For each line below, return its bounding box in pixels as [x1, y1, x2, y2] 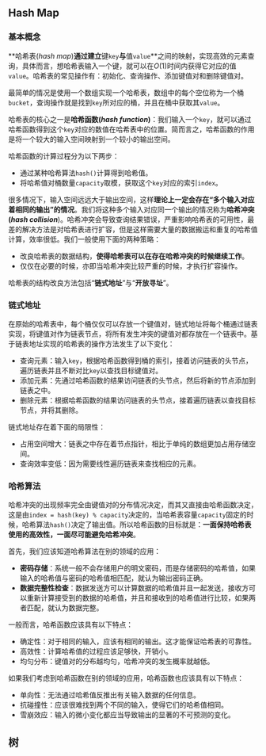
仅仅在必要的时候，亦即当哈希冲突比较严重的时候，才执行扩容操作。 [19, 261, 242, 270]
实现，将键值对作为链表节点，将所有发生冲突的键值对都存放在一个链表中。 [8, 329, 251, 338]
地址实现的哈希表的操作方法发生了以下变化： [28, 338, 175, 348]
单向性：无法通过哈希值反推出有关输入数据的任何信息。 [19, 690, 200, 700]
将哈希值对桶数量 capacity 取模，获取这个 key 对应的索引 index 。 [19, 178, 223, 187]
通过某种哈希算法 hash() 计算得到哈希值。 [19, 168, 153, 178]
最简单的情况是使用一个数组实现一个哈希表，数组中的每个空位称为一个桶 [8, 87, 244, 97]
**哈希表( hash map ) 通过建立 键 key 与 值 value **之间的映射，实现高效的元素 [8, 51, 248, 60]
